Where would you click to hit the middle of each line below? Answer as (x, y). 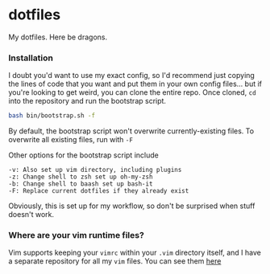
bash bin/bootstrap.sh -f (52, 116)
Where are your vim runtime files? (77, 235)
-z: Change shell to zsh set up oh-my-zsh (81, 177)
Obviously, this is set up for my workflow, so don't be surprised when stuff (132, 206)
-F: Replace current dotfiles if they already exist (99, 191)
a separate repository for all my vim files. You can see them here (115, 261)
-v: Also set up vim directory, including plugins (95, 170)
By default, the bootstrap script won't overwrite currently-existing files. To (131, 131)
